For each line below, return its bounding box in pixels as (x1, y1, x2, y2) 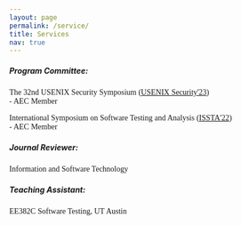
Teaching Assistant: (9, 184, 86, 195)
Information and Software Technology (9, 165, 129, 174)
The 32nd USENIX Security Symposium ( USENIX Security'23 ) (9, 88, 210, 98)
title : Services (9, 29, 69, 38)
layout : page (9, 12, 58, 22)
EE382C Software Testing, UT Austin (9, 206, 127, 216)
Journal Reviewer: (9, 141, 78, 152)
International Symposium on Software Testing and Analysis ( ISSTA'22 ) (9, 113, 233, 123)
